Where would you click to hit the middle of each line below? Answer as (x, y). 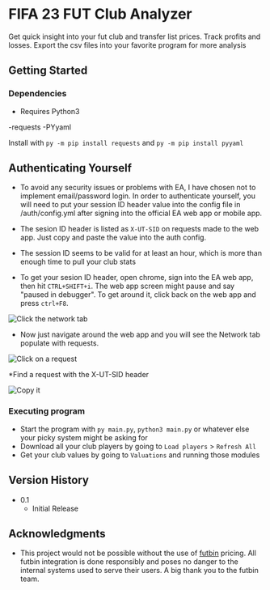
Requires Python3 (50, 111)
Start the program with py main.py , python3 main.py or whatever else (135, 429)
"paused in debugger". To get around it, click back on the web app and (138, 295)
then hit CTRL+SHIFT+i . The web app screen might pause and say (127, 286)
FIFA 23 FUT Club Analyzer (100, 14)
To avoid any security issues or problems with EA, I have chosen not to (138, 188)
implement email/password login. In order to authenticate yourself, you (138, 196)
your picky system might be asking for (84, 437)
